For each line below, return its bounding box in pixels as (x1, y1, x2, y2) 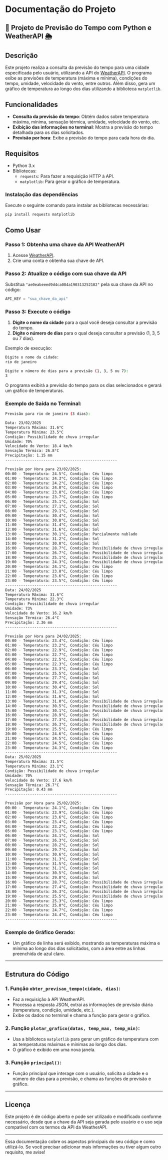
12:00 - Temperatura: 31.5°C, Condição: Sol (5, 861, 99, 866)
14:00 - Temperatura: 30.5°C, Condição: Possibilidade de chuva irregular (5, 703, 164, 708)
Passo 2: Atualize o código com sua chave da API (5, 270, 126, 277)
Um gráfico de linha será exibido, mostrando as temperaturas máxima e (12, 940, 160, 946)
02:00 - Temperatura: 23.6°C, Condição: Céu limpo (5, 814, 113, 819)
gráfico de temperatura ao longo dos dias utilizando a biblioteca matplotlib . (5, 86, 162, 92)
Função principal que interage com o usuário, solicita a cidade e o (12, 1070, 148, 1076)
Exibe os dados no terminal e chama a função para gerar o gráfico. (12, 1012, 151, 1018)
